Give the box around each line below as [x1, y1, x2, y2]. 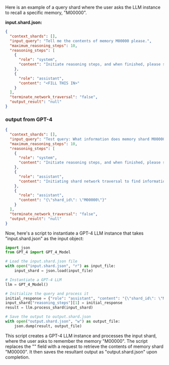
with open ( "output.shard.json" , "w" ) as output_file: [5, 319, 121, 324]
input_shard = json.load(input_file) [14, 268, 94, 273]
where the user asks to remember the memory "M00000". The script [5, 338, 148, 344]
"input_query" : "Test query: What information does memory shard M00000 [10, 136, 165, 141]
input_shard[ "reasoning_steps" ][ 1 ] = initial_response [5, 301, 123, 306]
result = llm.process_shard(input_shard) [5, 305, 94, 310]
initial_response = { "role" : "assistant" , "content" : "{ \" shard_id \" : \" [5, 296, 163, 301]
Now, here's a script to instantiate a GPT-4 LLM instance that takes [5, 230, 144, 236]
